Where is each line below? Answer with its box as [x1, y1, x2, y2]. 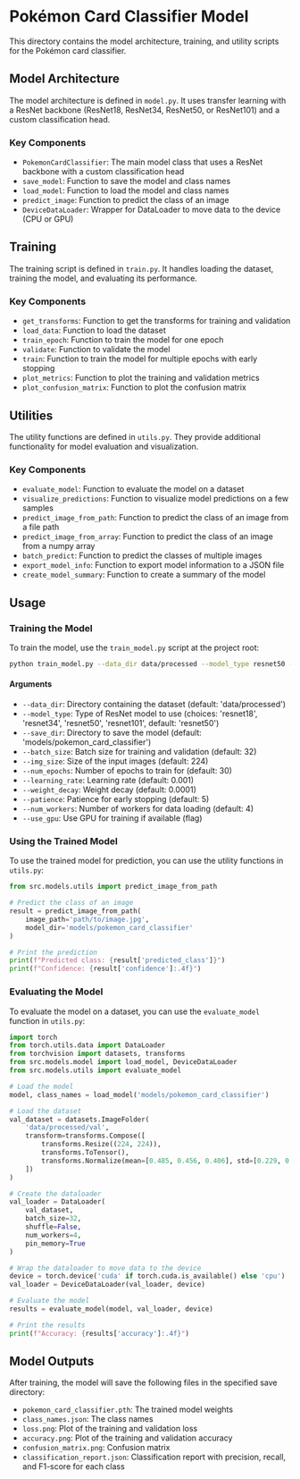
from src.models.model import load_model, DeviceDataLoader [9, 1058, 238, 1067]
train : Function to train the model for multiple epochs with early [21, 353, 258, 364]
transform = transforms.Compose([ [25, 1131, 146, 1141]
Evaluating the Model [9, 985, 104, 998]
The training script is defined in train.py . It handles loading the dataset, [9, 263, 274, 274]
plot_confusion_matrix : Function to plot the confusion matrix [21, 382, 247, 393]
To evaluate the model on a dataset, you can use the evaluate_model [9, 1006, 261, 1017]
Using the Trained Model [9, 834, 119, 847]
